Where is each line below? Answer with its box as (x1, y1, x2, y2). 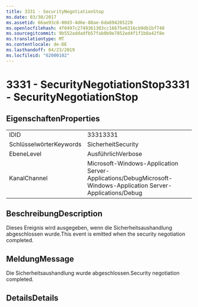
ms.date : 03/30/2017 (6, 14, 57, 20)
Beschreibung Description (6, 209, 103, 219)
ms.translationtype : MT (6, 36, 65, 42)
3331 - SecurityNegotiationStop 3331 (6, 78, 190, 91)
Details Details (6, 293, 59, 303)
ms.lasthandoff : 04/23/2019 (6, 47, 75, 53)
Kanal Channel (9, 174, 48, 182)
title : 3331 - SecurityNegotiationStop (6, 8, 104, 15)
